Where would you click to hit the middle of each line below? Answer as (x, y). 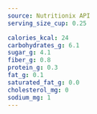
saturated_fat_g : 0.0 (44, 82)
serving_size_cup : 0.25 (47, 23)
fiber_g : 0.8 (29, 60)
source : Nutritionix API (49, 16)
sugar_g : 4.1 (29, 53)
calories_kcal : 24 (38, 38)
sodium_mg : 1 (29, 97)
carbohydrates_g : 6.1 (44, 45)
